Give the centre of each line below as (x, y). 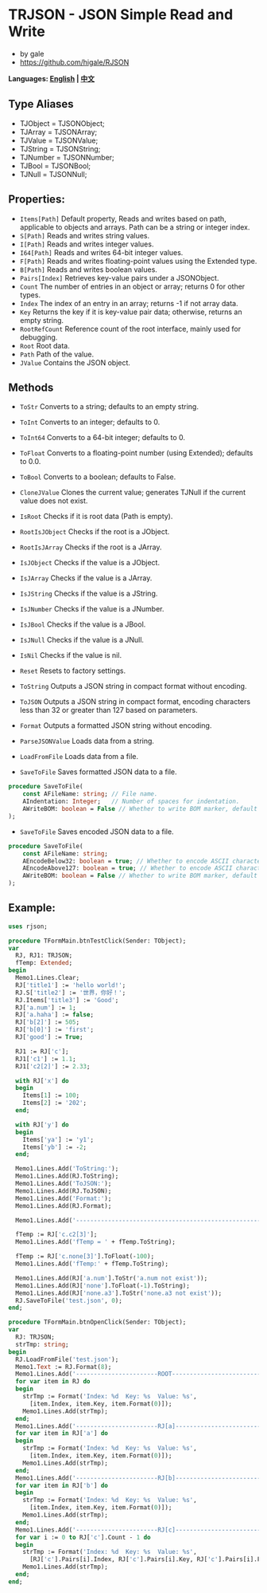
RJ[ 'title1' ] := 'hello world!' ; (71, 985)
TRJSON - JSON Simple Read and (121, 15)
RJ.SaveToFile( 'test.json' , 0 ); (69, 1300)
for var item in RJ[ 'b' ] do (62, 1485)
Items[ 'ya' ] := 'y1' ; (58, 1139)
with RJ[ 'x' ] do (42, 1081)
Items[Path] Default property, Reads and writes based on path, (123, 218)
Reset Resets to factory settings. (72, 671)
